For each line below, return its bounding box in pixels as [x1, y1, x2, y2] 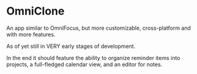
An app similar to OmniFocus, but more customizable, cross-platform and [6, 24, 191, 32]
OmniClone [6, 4, 65, 18]
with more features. [6, 30, 56, 38]
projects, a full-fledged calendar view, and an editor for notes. [6, 61, 163, 68]
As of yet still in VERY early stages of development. [6, 42, 136, 50]
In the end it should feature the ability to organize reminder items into [6, 54, 180, 61]
